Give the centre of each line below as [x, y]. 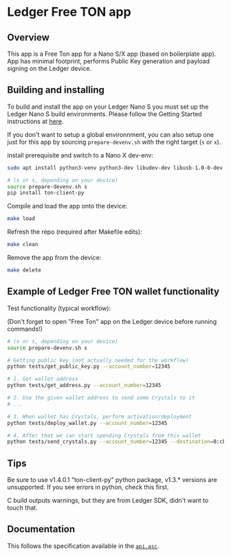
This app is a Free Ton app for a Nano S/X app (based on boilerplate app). [112, 54]
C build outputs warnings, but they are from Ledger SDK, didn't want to [108, 501]
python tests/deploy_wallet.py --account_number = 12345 [87, 423]
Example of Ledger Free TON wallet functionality [113, 292]
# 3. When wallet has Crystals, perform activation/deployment [100, 417]
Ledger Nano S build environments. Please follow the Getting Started [104, 113]
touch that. [22, 508]
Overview [29, 37]
